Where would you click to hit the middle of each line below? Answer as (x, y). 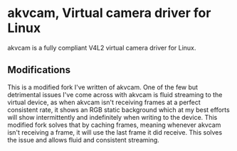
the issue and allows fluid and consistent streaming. (84, 140)
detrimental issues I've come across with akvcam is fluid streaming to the (115, 94)
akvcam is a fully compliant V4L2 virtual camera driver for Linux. (102, 47)
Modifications (39, 70)
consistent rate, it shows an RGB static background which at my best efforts (118, 110)
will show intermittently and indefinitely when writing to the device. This (112, 117)
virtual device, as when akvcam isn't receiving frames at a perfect (104, 102)
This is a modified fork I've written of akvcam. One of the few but (102, 87)
